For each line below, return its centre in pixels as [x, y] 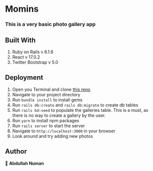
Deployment [24, 77]
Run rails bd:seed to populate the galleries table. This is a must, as [80, 110]
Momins [22, 9]
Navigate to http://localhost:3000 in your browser [64, 131]
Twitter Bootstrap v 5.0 [35, 62]
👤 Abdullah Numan [24, 163]
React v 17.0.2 [26, 57]
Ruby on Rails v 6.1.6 [33, 52]
